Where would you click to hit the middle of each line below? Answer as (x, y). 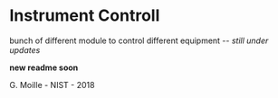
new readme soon (44, 67)
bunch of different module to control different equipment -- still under (139, 40)
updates (25, 49)
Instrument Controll (85, 16)
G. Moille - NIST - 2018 (52, 85)
